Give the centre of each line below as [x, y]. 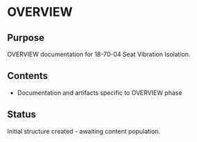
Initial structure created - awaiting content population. [84, 131]
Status [22, 115]
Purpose [26, 38]
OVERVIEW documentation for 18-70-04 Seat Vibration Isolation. [99, 54]
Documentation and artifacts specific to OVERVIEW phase [100, 92]
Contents [28, 76]
